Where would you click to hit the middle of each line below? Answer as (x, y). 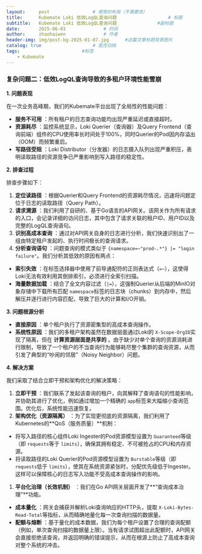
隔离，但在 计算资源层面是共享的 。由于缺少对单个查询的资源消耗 (106, 340)
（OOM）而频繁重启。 (43, 141)
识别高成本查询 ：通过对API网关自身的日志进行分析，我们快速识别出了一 (105, 233)
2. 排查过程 (20, 169)
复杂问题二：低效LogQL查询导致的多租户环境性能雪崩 (84, 79)
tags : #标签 (50, 51)
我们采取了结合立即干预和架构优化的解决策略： (64, 380)
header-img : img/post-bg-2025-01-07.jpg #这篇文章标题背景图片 (90, 40)
